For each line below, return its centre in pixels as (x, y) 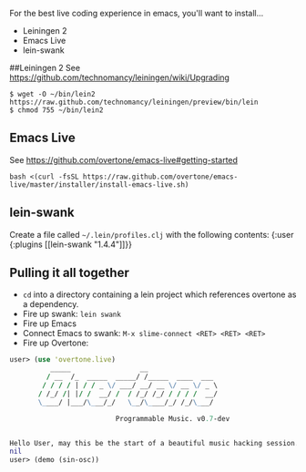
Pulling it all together (69, 273)
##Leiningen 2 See (45, 68)
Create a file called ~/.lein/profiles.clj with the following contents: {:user (152, 234)
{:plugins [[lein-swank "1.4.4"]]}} (71, 244)
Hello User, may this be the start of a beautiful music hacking (136, 443)
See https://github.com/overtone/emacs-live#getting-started (124, 159)
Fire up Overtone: (56, 343)
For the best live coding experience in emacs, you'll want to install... (137, 13)
